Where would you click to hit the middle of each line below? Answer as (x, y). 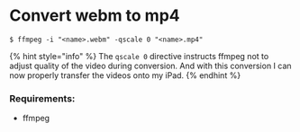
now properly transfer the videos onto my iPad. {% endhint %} (125, 75)
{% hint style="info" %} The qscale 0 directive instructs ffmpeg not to (139, 56)
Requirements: (42, 98)
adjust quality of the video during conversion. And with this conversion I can (150, 66)
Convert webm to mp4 (95, 16)
